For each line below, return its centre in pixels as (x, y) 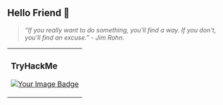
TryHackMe (34, 66)
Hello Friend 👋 (39, 13)
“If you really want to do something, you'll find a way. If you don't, (120, 30)
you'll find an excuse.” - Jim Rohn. (74, 37)
